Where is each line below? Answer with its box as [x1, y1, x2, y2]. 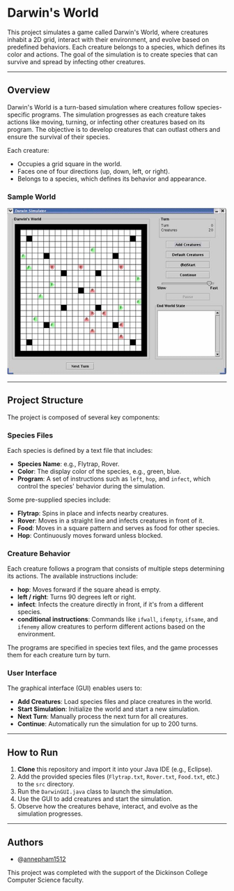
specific [7, 110, 31, 119]
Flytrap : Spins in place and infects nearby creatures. [17, 509, 169, 517]
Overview [7, 84, 51, 96]
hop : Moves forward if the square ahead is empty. [17, 585, 162, 594]
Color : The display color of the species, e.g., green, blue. [17, 467, 182, 475]
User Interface [7, 668, 57, 678]
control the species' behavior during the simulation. [17, 481, 166, 490]
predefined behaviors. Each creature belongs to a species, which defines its [7, 43, 226, 51]
